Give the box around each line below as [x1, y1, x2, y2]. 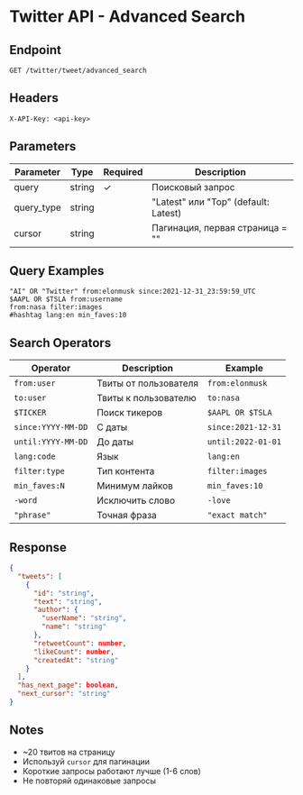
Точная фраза [96, 509, 158, 522]
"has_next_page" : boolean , [17, 681, 119, 690]
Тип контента [96, 465, 155, 478]
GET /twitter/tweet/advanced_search [9, 66, 147, 75]
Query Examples [9, 263, 105, 279]
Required [103, 165, 143, 178]
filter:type [14, 466, 66, 477]
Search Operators [9, 335, 112, 351]
